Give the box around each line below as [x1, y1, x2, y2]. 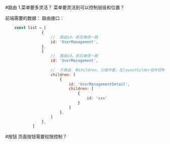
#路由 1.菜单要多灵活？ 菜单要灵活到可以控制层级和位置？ [5, 5, 125, 10]
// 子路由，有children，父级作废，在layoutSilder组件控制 [50, 67, 165, 72]
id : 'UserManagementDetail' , [68, 81, 130, 87]
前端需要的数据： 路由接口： [5, 15, 64, 21]
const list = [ [14, 25, 47, 30]
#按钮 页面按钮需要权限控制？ [5, 133, 67, 140]
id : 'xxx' [87, 95, 108, 101]
